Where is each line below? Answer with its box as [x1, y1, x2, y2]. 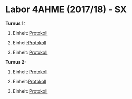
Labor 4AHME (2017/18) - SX [5, 4, 127, 15]
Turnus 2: [5, 59, 26, 65]
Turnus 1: [5, 20, 25, 26]
